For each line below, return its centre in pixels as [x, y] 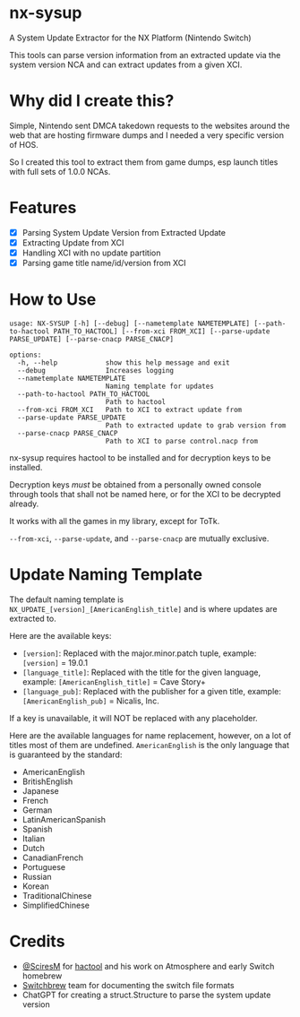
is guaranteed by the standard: [66, 754]
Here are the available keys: [60, 635]
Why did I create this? [92, 101]
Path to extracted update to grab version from [196, 426]
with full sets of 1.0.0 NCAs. [60, 171]
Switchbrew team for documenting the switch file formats [128, 985]
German [37, 810]
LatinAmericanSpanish [64, 819]
